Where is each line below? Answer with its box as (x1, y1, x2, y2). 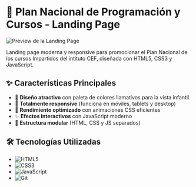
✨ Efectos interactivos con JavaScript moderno (14, 112, 132, 119)
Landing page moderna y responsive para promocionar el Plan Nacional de (6, 48, 188, 55)
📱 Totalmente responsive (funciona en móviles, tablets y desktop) (14, 100, 177, 107)
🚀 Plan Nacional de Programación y (6, 5, 181, 19)
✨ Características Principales (6, 78, 117, 88)
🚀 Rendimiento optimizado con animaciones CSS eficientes (14, 106, 161, 113)
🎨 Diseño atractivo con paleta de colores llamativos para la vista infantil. (14, 93, 191, 101)
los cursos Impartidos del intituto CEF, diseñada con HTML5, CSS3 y (6, 55, 172, 62)
